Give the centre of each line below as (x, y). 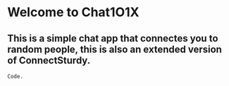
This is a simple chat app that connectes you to (113, 38)
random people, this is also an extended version (114, 49)
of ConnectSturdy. (49, 60)
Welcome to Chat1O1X (73, 12)
